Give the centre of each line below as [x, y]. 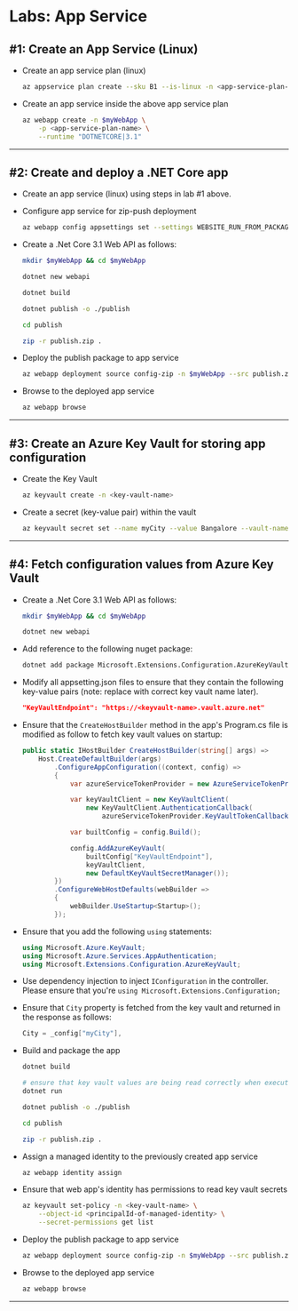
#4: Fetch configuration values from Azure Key [141, 565]
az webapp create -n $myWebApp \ [84, 120]
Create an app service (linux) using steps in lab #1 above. [127, 194]
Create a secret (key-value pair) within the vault [109, 512]
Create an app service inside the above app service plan [125, 103]
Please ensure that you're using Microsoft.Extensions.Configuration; [151, 991]
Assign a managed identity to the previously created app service [140, 1156]
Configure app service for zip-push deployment [109, 212]
